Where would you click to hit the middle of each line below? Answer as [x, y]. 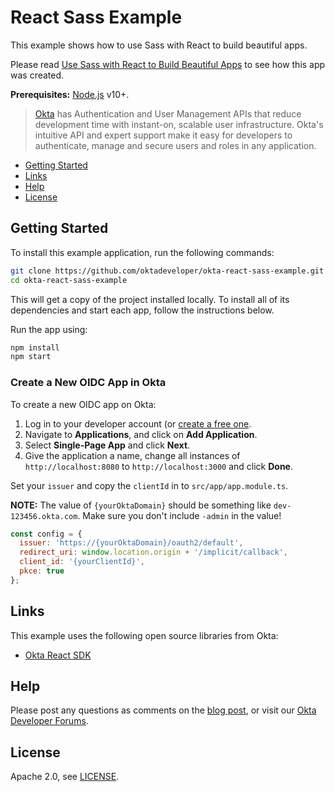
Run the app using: [49, 329]
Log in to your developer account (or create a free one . [138, 423]
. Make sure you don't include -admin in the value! [179, 515]
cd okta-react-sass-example [69, 280]
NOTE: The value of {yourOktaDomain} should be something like [141, 505]
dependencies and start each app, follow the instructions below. [142, 310]
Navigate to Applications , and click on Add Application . [141, 434]
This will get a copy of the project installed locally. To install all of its [150, 299]
